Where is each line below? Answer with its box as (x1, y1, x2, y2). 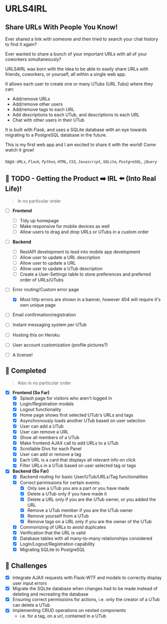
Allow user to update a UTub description (19, 266, 103, 272)
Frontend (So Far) (12, 389, 50, 395)
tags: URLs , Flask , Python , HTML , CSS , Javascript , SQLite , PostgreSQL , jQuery (5, 158, 158, 164)
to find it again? (5, 41, 37, 47)
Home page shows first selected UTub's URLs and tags (19, 412, 134, 418)
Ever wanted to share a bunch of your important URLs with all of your (5, 51, 148, 57)
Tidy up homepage (19, 217, 59, 223)
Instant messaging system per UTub (12, 322, 87, 328)
